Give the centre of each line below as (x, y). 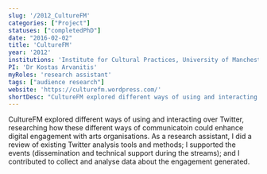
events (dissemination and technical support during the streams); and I (124, 153)
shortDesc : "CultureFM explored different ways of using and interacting (133, 97)
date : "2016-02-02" (41, 38)
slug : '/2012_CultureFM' (49, 15)
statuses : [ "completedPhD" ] (55, 30)
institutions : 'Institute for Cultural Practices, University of (118, 60)
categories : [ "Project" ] (49, 23)
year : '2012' (30, 52)
